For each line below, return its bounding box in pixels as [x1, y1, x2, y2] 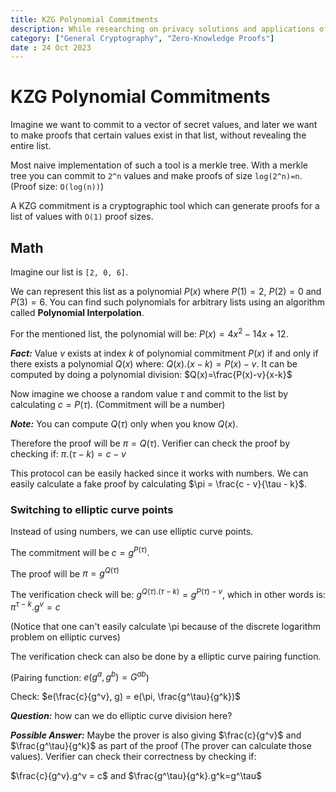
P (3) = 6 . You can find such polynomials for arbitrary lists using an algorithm [10, 296, 325, 308]
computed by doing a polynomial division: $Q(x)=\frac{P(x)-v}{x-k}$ [10, 368, 293, 380]
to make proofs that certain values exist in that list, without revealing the [10, 129, 307, 141]
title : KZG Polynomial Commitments [10, 14, 159, 25]
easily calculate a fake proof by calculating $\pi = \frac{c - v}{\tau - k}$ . [10, 477, 308, 490]
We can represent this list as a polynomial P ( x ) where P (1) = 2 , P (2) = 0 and [10, 286, 322, 297]
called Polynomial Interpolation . [10, 307, 145, 318]
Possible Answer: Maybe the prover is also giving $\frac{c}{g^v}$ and [10, 729, 302, 741]
